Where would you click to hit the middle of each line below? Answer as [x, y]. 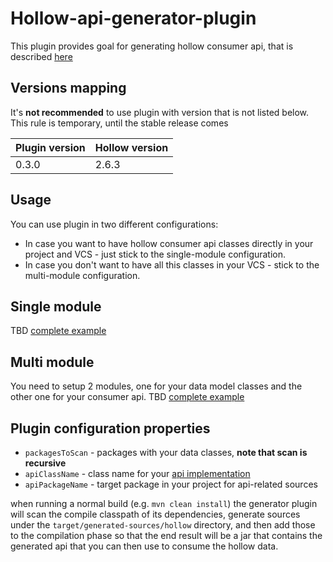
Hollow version [131, 147]
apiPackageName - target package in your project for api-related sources [171, 484]
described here [41, 56]
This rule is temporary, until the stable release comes [119, 123]
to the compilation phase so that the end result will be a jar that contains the [166, 535]
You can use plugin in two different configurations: [114, 224]
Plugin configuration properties [110, 428]
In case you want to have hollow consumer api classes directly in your [169, 243]
